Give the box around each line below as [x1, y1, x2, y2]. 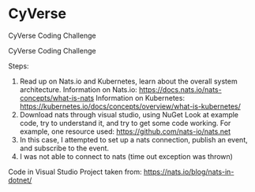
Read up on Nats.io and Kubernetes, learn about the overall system [19, 76, 238, 86]
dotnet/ [8, 175, 32, 185]
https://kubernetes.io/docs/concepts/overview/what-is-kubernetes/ [19, 102, 241, 111]
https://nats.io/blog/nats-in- [143, 167, 234, 176]
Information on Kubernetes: [96, 93, 186, 102]
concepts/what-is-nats [19, 93, 95, 102]
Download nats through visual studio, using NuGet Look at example [19, 109, 239, 119]
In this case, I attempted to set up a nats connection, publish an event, [19, 135, 249, 144]
